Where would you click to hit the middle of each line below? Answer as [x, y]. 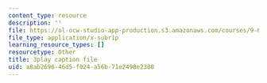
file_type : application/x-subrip [64, 38]
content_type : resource [48, 15]
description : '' [35, 23]
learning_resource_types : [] [56, 45]
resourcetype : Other [43, 52]
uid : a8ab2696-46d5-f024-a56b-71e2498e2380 [81, 67]
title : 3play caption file [53, 60]
